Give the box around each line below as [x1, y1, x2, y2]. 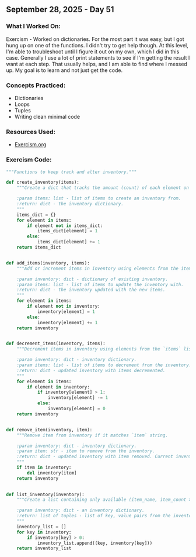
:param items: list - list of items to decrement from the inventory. [16, 362, 192, 368]
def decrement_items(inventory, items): [6, 341, 106, 347]
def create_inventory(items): [6, 180, 80, 185]
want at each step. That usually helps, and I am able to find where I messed [6, 60, 188, 67]
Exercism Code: [6, 156, 52, 164]
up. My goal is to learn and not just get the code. [6, 67, 123, 74]
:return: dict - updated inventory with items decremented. [16, 367, 166, 373]
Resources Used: [6, 128, 55, 136]
